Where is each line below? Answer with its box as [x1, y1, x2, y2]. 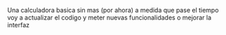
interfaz [7, 21, 30, 29]
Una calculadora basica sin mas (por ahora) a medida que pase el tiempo [7, 6, 219, 14]
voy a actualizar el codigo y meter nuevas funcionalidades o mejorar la [7, 13, 212, 22]
